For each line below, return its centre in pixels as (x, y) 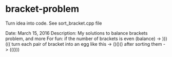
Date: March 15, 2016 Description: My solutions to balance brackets (77, 33)
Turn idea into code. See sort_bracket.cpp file (54, 23)
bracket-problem (42, 9)
